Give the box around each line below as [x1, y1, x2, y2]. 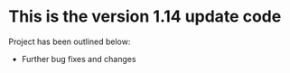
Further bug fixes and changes [21, 53, 136, 64]
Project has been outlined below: [8, 36, 131, 47]
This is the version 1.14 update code [8, 6, 282, 27]
